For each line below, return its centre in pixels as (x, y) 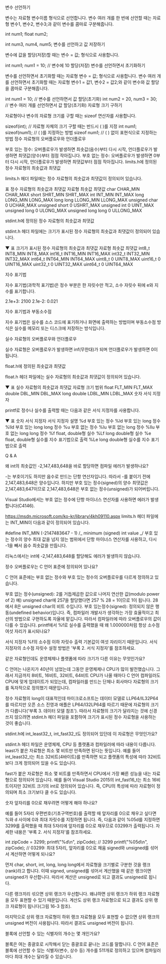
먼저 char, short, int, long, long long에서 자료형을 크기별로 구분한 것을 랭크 (78, 865)
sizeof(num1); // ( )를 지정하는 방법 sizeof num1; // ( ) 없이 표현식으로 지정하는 (81, 132)
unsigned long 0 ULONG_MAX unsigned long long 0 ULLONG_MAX (74, 211)
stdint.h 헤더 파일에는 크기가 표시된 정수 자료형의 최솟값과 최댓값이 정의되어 (78, 231)
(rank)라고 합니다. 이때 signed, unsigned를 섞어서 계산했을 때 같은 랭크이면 (78, 871)
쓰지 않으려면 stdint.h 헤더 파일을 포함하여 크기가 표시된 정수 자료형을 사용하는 (81, 717)
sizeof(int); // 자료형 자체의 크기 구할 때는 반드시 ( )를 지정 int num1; (71, 126)
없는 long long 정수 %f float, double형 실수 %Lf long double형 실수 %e (81, 433)
